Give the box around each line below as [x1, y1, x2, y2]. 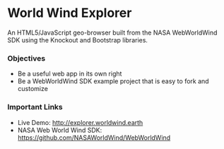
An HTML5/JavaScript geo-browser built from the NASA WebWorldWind [7, 28, 218, 37]
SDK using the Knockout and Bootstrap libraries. [7, 35, 148, 44]
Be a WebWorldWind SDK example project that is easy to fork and [17, 77, 210, 85]
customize [17, 85, 48, 93]
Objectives [7, 53, 46, 63]
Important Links [7, 102, 63, 112]
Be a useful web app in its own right [17, 69, 122, 78]
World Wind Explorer [7, 5, 132, 21]
